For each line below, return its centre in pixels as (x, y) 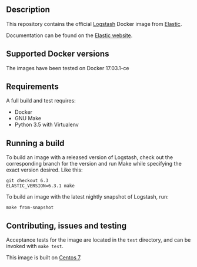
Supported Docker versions (58, 54)
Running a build (35, 143)
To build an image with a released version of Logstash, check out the (90, 157)
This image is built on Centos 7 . (44, 258)
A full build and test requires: (41, 101)
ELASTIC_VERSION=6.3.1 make (41, 186)
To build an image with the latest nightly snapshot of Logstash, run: (87, 197)
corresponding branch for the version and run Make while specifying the (94, 164)
